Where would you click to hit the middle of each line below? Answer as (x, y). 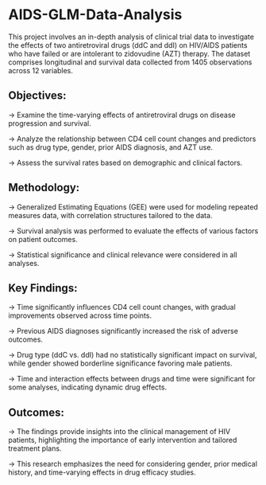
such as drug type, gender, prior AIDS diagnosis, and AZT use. (110, 147)
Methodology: (44, 188)
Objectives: (37, 96)
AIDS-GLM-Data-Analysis (95, 15)
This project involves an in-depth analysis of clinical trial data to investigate (131, 37)
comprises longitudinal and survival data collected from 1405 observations (130, 62)
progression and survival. (50, 123)
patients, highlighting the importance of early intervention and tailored (123, 440)
